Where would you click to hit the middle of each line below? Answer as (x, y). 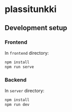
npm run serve (19, 67)
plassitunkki (31, 9)
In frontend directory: (27, 53)
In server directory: (24, 90)
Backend (16, 80)
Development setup (36, 28)
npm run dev (17, 104)
